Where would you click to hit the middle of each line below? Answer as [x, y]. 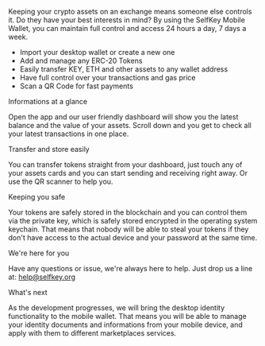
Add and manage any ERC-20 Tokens [81, 60]
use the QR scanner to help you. [61, 181]
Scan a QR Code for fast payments [76, 86]
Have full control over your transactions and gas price [108, 78]
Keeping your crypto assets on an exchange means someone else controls [130, 12]
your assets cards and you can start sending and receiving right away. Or [128, 173]
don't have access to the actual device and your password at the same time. [133, 237]
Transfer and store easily [49, 149]
